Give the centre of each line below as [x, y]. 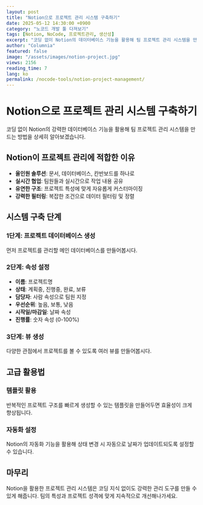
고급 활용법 [26, 372]
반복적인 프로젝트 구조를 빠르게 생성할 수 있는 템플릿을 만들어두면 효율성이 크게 [99, 405]
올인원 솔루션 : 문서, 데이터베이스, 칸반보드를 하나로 [75, 173]
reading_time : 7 [27, 68]
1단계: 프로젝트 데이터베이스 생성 [51, 236]
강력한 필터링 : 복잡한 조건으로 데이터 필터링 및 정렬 [75, 196]
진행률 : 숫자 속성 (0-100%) [47, 319]
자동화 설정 [22, 429]
